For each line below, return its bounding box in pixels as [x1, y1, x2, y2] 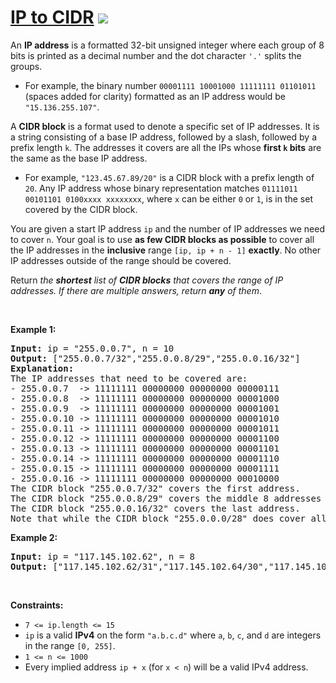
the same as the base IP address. [10, 152, 148, 164]
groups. [10, 60, 43, 72]
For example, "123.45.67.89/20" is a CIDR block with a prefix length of [24, 171, 315, 183]
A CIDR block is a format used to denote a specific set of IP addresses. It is [10, 120, 320, 132]
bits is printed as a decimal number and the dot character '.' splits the [10, 49, 302, 61]
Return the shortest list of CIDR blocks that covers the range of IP [10, 274, 284, 286]
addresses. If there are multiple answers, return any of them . [10, 284, 262, 296]
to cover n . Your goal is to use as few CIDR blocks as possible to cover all [10, 233, 315, 245]
